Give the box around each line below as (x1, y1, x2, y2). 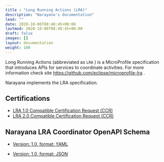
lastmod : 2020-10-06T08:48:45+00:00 (5, 26, 83, 31)
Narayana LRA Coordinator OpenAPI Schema (5, 128, 150, 136)
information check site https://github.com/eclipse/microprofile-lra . (5, 69, 145, 76)
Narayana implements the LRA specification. (5, 79, 98, 86)
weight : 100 (5, 45, 30, 50)
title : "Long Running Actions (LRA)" (5, 7, 87, 13)
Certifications (5, 94, 50, 103)
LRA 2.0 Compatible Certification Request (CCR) (12, 113, 114, 119)
